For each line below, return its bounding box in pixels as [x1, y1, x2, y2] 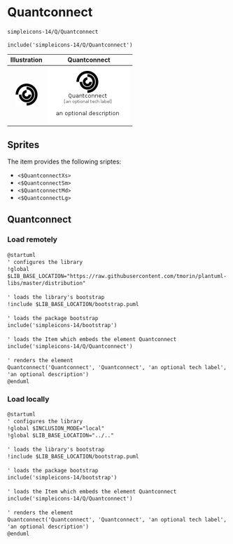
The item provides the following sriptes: [7, 157, 122, 166]
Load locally [7, 394, 50, 404]
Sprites [7, 138, 40, 151]
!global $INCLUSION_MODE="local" [7, 425, 105, 432]
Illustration [10, 55, 43, 64]
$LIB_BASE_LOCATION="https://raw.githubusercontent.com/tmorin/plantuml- [7, 272, 227, 279]
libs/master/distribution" [7, 279, 86, 286]
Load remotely [7, 234, 58, 244]
